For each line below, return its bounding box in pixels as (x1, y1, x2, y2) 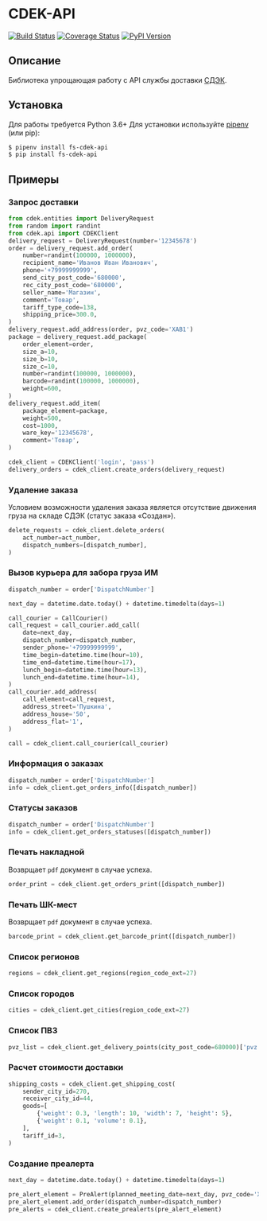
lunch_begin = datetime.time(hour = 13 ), (22, 666, 148, 674)
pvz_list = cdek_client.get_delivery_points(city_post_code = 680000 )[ (8, 1043, 244, 1051)
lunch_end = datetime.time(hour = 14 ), (22, 673, 141, 681)
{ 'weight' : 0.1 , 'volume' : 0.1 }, (37, 1117, 148, 1126)
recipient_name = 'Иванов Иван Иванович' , (22, 259, 158, 267)
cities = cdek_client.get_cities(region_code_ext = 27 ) (8, 1006, 191, 1014)
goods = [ (22, 1102, 48, 1110)
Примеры (8, 173, 60, 186)
